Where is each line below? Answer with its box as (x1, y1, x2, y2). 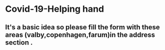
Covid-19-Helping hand (5, 3, 104, 15)
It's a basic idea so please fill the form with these (5, 23, 161, 31)
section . (5, 38, 33, 47)
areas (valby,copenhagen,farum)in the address (5, 30, 156, 39)
